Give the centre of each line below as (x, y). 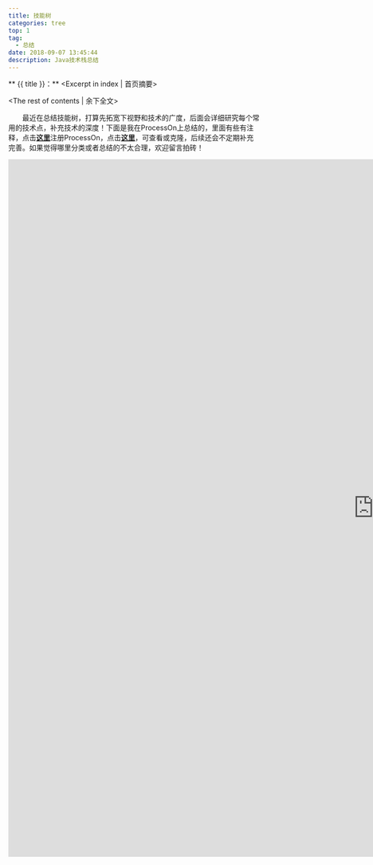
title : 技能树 (30, 16)
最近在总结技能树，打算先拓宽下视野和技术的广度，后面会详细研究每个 (137, 117)
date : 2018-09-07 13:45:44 (53, 53)
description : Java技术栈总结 (54, 61)
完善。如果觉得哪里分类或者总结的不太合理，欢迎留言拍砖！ (106, 147)
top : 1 (19, 30)
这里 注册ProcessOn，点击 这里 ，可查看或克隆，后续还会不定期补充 (145, 137)
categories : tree (37, 23)
